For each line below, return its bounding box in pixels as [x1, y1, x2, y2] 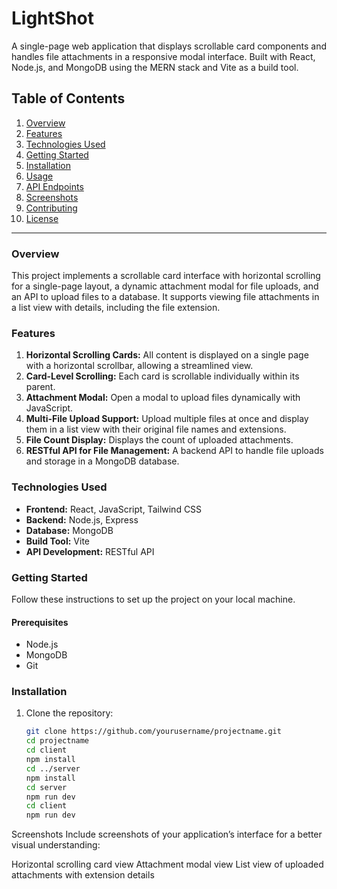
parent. [25, 381, 56, 393]
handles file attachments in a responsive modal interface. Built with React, [11, 50, 316, 62]
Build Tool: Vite [25, 535, 90, 547]
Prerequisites [11, 616, 69, 628]
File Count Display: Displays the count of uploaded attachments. [25, 434, 294, 446]
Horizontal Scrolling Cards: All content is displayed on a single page [25, 349, 309, 361]
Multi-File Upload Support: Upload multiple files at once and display [25, 413, 309, 425]
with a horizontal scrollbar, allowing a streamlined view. [25, 360, 254, 372]
